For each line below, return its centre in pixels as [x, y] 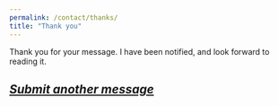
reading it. [28, 61]
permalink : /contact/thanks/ [64, 18]
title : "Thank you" [46, 26]
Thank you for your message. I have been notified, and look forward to [139, 51]
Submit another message [82, 89]
